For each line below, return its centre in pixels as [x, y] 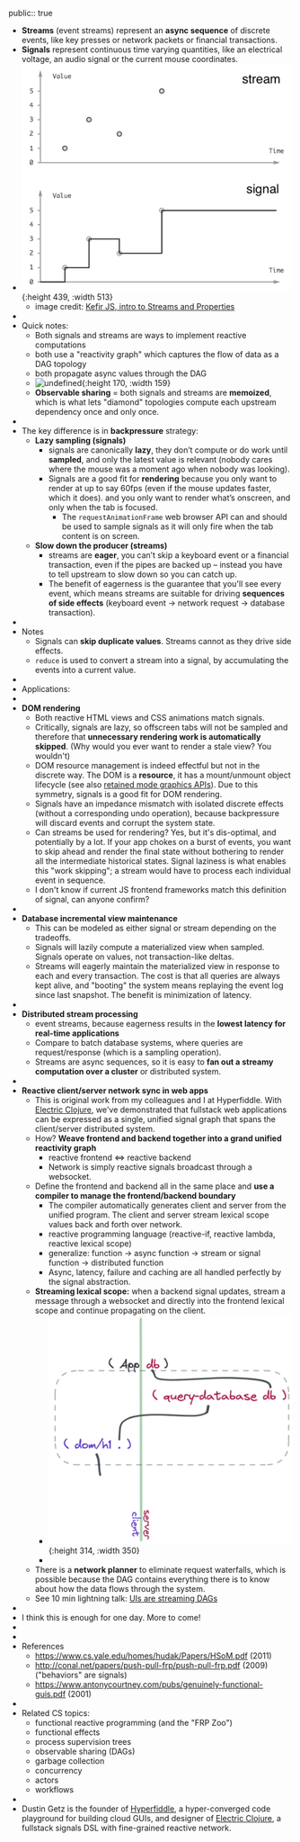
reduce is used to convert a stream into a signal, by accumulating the [162, 660]
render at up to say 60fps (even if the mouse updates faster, [159, 489]
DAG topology [61, 364]
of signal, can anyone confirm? [92, 900]
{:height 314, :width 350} [94, 1550]
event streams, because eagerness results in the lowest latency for [160, 1024]
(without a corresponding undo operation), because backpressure [157, 813]
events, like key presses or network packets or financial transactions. [149, 40]
